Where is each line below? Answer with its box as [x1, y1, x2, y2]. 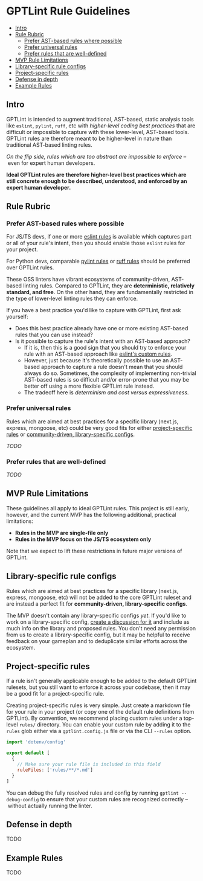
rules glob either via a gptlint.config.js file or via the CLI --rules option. [6, 728, 192, 735]
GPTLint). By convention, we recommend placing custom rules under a [6, 714, 182, 722]
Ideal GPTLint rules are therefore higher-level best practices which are [6, 171, 187, 178]
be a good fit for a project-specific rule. [6, 690, 105, 697]
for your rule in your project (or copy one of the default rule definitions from [6, 708, 195, 716]
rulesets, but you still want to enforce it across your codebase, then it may [6, 684, 191, 691]
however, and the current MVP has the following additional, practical [6, 511, 176, 518]
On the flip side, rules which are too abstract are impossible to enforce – [6, 153, 187, 160]
